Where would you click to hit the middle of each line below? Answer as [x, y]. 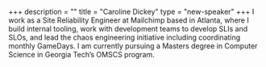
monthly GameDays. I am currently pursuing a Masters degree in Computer [133, 46]
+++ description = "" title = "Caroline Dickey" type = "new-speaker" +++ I [131, 12]
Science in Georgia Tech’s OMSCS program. [81, 54]
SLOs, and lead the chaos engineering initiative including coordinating [125, 37]
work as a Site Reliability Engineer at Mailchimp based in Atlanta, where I [129, 20]
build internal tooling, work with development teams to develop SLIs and [128, 29]
